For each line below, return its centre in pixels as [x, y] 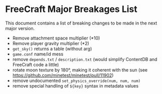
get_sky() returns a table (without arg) [52, 48]
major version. [20, 28]
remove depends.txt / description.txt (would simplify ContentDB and [85, 59]
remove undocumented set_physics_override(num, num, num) [76, 80]
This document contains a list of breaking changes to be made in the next [81, 23]
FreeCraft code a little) [36, 64]
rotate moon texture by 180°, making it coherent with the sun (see [80, 70]
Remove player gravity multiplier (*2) [51, 43]
